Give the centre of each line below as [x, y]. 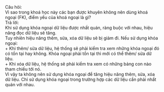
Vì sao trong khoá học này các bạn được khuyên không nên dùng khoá [76, 12]
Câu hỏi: [13, 7]
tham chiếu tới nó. [23, 69]
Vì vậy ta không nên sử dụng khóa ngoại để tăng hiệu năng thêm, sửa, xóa [80, 74]
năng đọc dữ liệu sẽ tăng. [31, 33]
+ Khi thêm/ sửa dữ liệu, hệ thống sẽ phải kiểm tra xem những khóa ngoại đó [82, 48]
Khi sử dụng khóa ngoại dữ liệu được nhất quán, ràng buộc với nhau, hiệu [79, 28]
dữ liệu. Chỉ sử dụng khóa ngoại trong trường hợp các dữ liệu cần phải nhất [81, 79]
